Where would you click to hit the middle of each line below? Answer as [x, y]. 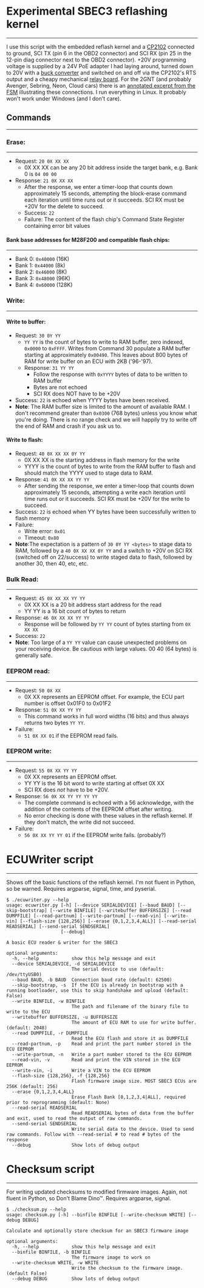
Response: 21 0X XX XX [44, 180]
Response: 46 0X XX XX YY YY [52, 618]
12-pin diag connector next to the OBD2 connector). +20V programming [96, 60]
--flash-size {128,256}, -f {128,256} [61, 1076]
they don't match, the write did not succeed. [80, 822]
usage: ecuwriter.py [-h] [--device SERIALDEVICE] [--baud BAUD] [90, 905]
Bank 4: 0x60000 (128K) [44, 285]
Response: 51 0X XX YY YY [48, 709]
